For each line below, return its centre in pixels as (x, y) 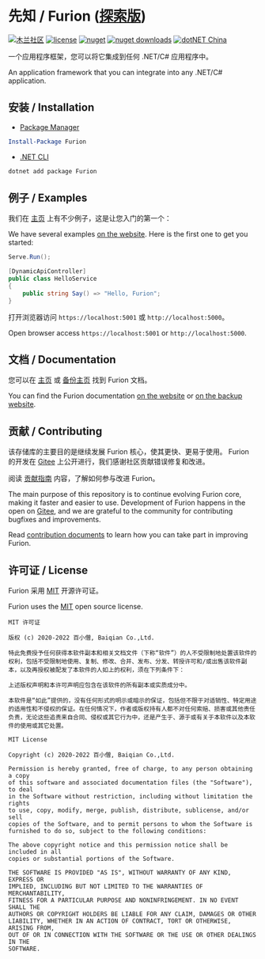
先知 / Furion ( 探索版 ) (77, 16)
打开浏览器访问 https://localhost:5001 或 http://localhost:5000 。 (119, 317)
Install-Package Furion (47, 142)
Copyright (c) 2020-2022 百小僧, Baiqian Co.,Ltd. (92, 755)
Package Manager (49, 127)
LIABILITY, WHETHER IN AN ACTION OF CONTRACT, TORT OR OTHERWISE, (120, 921)
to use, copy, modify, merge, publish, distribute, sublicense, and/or (129, 810)
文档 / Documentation (62, 360)
